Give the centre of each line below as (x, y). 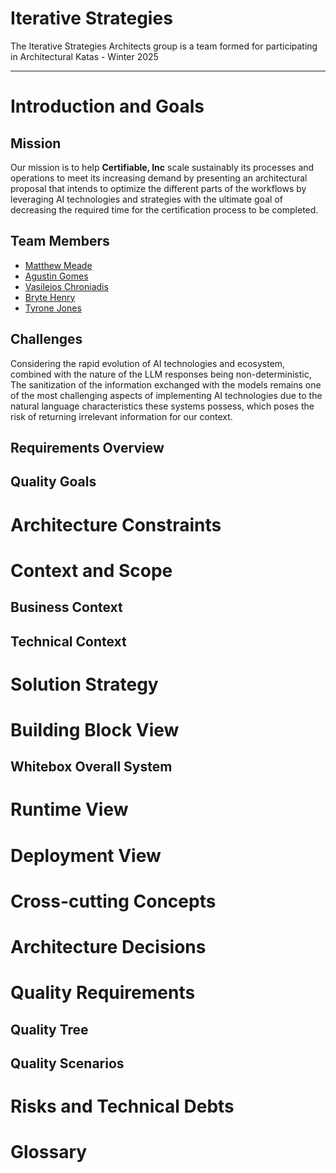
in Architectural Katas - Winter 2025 (84, 56)
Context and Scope (91, 570)
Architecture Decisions (108, 947)
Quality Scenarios (67, 1063)
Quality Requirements (103, 993)
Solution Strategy (84, 684)
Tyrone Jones (53, 308)
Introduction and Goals (107, 106)
